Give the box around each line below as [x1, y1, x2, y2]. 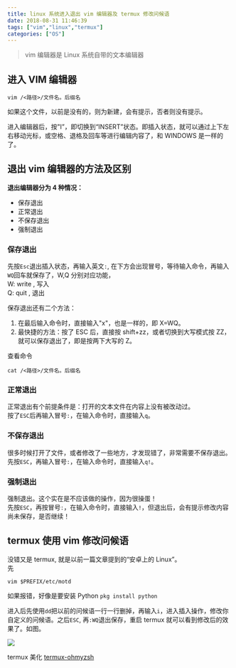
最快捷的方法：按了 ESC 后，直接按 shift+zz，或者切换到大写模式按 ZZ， [17, 328, 231, 336]
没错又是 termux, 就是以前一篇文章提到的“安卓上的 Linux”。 [7, 555, 181, 564]
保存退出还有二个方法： [7, 303, 76, 313]
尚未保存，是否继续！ [7, 512, 70, 521]
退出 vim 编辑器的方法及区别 [7, 163, 132, 175]
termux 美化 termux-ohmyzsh [7, 652, 95, 661]
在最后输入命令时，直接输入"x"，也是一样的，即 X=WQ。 [17, 319, 185, 328]
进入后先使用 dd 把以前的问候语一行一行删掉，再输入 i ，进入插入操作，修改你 [7, 606, 229, 615]
